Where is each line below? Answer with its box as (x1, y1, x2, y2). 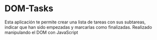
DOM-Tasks (4, 3, 54, 14)
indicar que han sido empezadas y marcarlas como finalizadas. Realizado (4, 24, 152, 30)
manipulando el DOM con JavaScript (4, 29, 78, 35)
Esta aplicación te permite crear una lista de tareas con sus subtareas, (4, 19, 146, 25)
